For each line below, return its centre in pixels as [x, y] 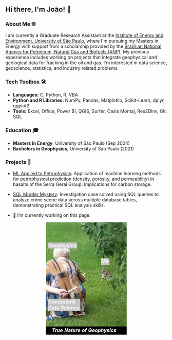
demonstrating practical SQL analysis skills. [59, 205]
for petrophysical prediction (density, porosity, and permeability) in [83, 179]
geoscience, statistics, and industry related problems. [62, 68]
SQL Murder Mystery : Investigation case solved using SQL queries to [86, 194]
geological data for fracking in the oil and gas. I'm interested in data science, [86, 63]
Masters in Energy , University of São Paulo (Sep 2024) [71, 143]
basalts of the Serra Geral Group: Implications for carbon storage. [82, 184]
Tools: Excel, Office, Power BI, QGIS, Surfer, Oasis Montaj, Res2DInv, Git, [90, 111]
